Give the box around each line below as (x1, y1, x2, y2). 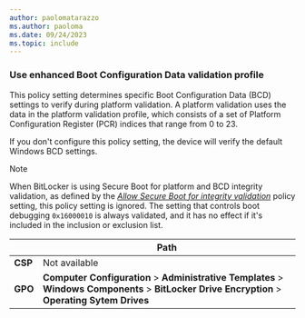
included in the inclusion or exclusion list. (9, 219, 163, 230)
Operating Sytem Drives (42, 293, 150, 306)
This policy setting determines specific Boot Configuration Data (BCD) (9, 89, 272, 100)
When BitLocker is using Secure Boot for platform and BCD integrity (9, 181, 263, 192)
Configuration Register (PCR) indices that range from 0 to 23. (9, 118, 239, 129)
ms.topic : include (9, 38, 79, 48)
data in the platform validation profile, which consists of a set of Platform (9, 108, 281, 119)
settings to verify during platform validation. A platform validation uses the (9, 99, 287, 110)
